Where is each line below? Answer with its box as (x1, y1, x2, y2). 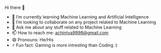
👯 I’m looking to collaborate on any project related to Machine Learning (11, 19, 157, 25)
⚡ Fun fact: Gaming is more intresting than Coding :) (11, 42, 118, 48)
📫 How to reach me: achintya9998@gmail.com (11, 30, 109, 35)
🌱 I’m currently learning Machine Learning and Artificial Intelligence (11, 14, 149, 19)
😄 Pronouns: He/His (11, 37, 54, 42)
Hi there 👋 (4, 5, 25, 10)
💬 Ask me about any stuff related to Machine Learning (11, 24, 122, 30)
